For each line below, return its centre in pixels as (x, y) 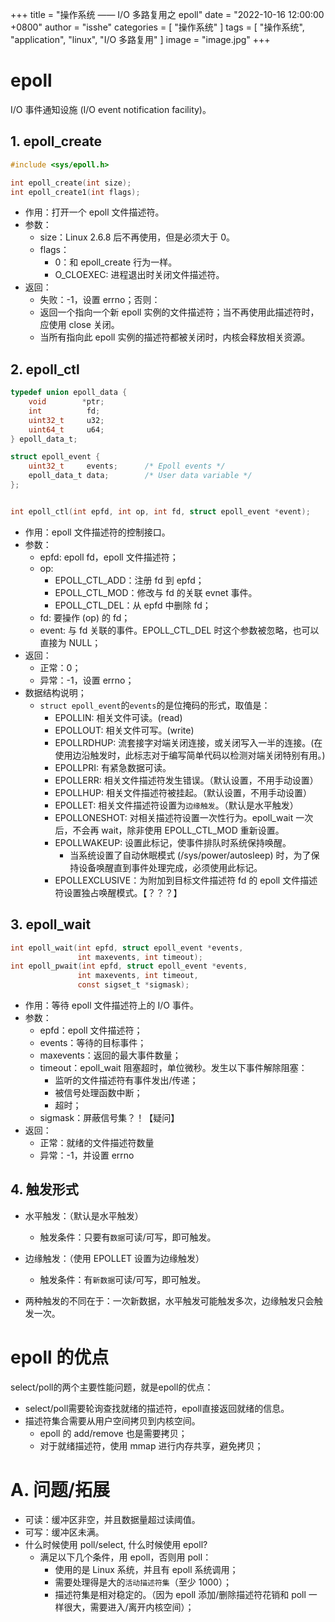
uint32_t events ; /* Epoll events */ (127, 466)
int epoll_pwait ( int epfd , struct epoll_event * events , (129, 966)
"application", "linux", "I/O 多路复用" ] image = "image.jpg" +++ (140, 39)
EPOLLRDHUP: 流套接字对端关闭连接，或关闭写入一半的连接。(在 (188, 742)
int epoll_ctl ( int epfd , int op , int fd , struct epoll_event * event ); (160, 511)
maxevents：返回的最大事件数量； (110, 1055)
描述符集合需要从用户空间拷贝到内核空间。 (112, 1420)
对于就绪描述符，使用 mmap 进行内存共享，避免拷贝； (151, 1445)
